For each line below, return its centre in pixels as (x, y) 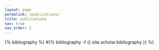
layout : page (18, 10)
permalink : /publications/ (32, 14)
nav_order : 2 (18, 28)
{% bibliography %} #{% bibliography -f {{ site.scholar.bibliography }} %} (79, 42)
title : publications (26, 19)
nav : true (15, 24)
